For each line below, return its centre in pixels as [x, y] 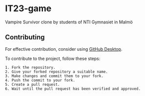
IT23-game [28, 9]
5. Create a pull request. [32, 84]
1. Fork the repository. [30, 67]
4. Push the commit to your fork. [40, 80]
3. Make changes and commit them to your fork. [54, 76]
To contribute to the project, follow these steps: [53, 58]
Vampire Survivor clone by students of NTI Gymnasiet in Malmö [69, 22]
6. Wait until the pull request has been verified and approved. [73, 89]
